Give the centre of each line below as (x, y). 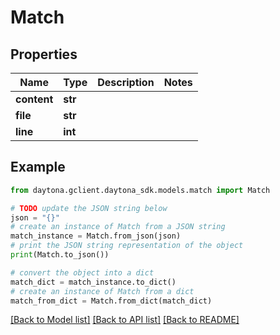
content (34, 99)
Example (38, 167)
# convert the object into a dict (82, 272)
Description (126, 82)
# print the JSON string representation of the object (127, 246)
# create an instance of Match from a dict (102, 291)
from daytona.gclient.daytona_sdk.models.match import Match (140, 190)
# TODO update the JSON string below (89, 208)
